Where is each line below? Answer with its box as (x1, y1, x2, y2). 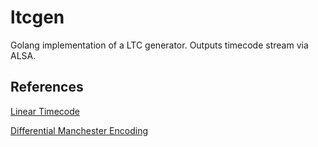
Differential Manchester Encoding (10, 124, 149, 136)
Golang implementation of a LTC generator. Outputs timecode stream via (10, 39, 309, 51)
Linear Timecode (10, 105, 80, 117)
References (10, 79, 84, 96)
